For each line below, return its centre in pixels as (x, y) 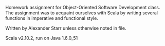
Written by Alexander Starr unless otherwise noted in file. (66, 28)
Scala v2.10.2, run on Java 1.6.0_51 (42, 38)
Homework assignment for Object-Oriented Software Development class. (83, 7)
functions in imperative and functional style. (52, 18)
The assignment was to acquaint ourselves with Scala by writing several (82, 13)
